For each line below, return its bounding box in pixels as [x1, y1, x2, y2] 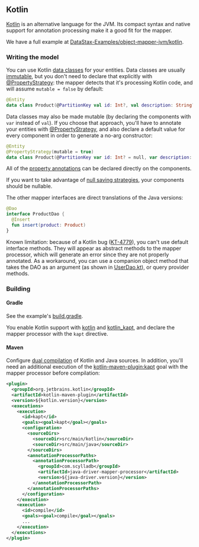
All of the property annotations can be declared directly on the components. [6, 165, 192, 172]
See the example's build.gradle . [6, 312, 84, 319]
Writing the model [6, 53, 59, 61]
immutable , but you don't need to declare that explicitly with [6, 73, 153, 80]
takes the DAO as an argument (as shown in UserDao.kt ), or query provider [6, 263, 190, 271]
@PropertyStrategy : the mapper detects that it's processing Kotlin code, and [6, 79, 193, 86]
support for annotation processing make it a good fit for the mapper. [6, 27, 173, 34]
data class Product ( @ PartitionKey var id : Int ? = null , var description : [6, 154, 192, 160]
